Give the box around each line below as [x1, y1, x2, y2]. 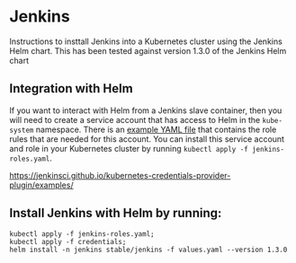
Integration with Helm [9, 81, 133, 96]
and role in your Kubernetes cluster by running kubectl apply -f [9, 143, 249, 153]
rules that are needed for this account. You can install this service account [9, 133, 285, 145]
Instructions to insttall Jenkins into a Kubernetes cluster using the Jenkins [9, 36, 283, 47]
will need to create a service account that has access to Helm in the [9, 114, 261, 125]
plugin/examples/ [9, 180, 74, 190]
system [9, 126, 34, 135]
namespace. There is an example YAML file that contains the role [35, 124, 277, 135]
